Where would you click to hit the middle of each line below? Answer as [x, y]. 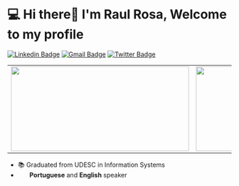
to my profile [46, 35]
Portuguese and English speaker [78, 175]
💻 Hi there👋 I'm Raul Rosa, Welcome [117, 15]
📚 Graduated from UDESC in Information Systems [91, 165]
